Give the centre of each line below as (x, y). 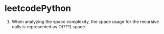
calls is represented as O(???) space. (49, 26)
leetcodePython (38, 8)
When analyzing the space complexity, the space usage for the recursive (85, 22)
